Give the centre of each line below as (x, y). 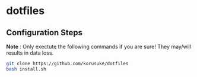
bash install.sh (26, 69)
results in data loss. (30, 53)
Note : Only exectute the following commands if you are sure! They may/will (99, 46)
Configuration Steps (45, 33)
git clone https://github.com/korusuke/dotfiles (67, 63)
